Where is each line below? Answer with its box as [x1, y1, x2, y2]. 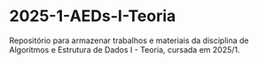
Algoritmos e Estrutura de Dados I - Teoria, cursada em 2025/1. [9, 44, 241, 54]
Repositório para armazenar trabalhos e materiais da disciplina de [9, 35, 249, 46]
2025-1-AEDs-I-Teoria [9, 6, 176, 26]
